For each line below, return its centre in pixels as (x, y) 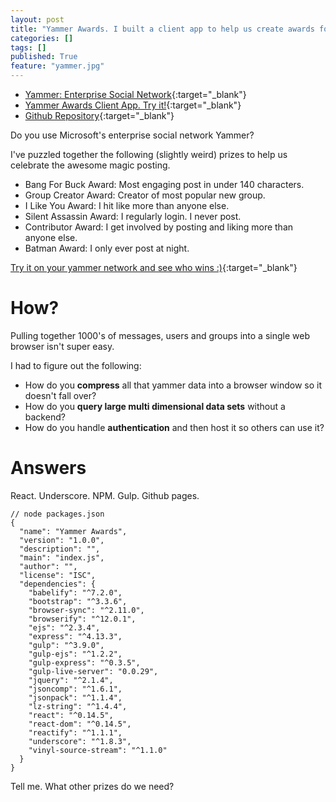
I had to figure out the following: (76, 365)
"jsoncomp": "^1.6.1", (75, 689)
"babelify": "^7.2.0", (75, 592)
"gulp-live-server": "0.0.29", (93, 671)
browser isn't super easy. (62, 346)
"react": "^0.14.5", (71, 715)
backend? (45, 417)
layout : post (37, 19)
